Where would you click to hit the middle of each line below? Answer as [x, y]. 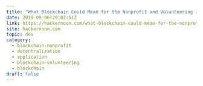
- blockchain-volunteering [46, 62]
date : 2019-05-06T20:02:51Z [42, 18]
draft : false [23, 74]
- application [29, 57]
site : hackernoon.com [34, 29]
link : [13, 23]
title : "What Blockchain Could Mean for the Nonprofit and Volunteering [100, 12]
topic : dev [20, 35]
